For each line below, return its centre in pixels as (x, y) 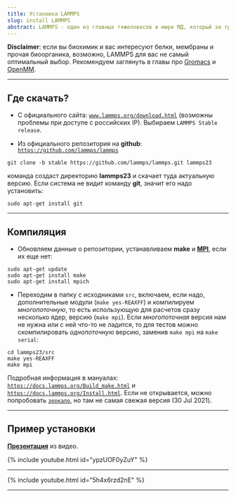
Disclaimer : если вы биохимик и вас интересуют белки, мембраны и (111, 47)
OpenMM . (22, 69)
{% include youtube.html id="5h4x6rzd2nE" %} (76, 480)
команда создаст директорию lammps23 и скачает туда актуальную (111, 176)
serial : (28, 340)
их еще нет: (35, 256)
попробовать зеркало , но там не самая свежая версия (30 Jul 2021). (110, 400)
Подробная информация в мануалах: (63, 378)
